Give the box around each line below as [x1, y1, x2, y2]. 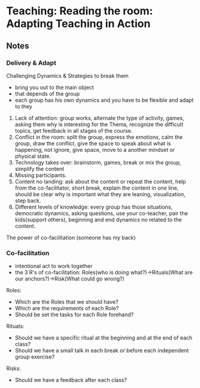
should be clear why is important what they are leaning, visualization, [14, 190, 186, 198]
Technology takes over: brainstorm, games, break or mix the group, [14, 158, 181, 166]
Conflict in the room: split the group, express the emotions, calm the [14, 133, 183, 140]
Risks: [6, 365, 21, 372]
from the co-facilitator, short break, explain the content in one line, [14, 184, 179, 191]
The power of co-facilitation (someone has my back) [6, 234, 136, 241]
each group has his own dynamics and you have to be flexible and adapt [14, 96, 194, 103]
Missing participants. [14, 172, 67, 179]
